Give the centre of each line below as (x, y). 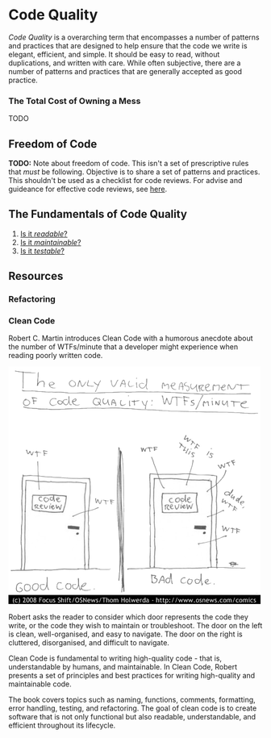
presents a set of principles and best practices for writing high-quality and (132, 676)
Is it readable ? (44, 233)
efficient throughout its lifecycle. (62, 725)
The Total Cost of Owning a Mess (75, 101)
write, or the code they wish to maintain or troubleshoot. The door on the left (135, 626)
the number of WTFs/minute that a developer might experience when (123, 347)
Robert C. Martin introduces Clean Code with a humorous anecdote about (131, 338)
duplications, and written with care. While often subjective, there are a (125, 63)
